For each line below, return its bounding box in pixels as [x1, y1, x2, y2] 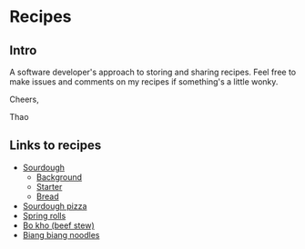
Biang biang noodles [22, 229, 100, 240]
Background [36, 171, 83, 183]
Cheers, [9, 94, 39, 105]
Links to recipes [9, 138, 102, 154]
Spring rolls [22, 210, 66, 221]
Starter [36, 181, 63, 192]
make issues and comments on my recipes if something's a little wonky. [9, 76, 279, 87]
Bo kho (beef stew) [22, 220, 96, 231]
